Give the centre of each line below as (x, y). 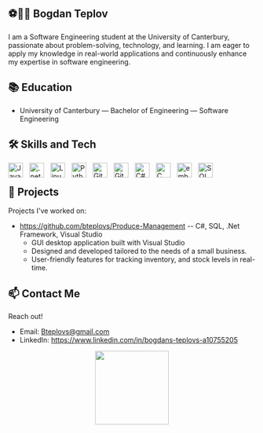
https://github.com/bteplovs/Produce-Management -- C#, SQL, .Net (130, 226)
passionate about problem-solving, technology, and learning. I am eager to (129, 45)
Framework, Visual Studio (61, 234)
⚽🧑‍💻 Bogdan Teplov (58, 14)
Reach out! (26, 317)
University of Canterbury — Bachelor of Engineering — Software (124, 110)
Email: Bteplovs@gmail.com (64, 332)
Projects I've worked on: (47, 211)
